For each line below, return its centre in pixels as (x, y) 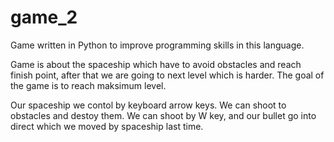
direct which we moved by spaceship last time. (107, 126)
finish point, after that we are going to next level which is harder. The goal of (167, 75)
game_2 (44, 17)
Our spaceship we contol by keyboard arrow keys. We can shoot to (148, 105)
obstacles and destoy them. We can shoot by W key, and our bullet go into (163, 115)
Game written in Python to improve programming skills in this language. (157, 45)
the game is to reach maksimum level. (88, 85)
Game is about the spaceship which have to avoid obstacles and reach (156, 64)
